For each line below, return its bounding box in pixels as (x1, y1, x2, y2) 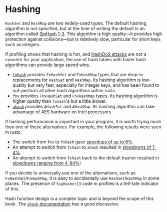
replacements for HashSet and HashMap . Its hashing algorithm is (12, 77, 141, 83)
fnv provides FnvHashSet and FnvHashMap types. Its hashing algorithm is (12, 93, 158, 99)
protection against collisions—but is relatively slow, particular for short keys (5, 36, 161, 42)
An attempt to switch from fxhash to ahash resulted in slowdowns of (12, 144, 151, 150)
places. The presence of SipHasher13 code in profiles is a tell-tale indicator (5, 180, 159, 186)
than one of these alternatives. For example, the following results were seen (5, 124, 161, 130)
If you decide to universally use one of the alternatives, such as (5, 169, 136, 176)
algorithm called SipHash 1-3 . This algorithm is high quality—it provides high (5, 31, 162, 37)
